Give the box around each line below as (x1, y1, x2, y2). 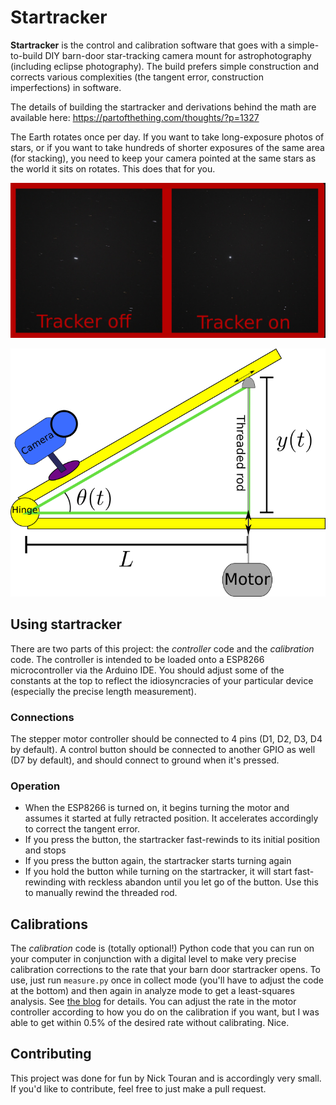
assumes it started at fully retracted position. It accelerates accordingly (24, 812, 319, 825)
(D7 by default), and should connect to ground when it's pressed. (10, 754, 280, 766)
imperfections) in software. (10, 81, 122, 93)
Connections (10, 710, 75, 724)
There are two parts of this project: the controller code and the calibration (10, 642, 315, 655)
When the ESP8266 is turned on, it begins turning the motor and (24, 802, 290, 814)
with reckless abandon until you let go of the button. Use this (68, 876, 319, 888)
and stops (24, 844, 67, 856)
